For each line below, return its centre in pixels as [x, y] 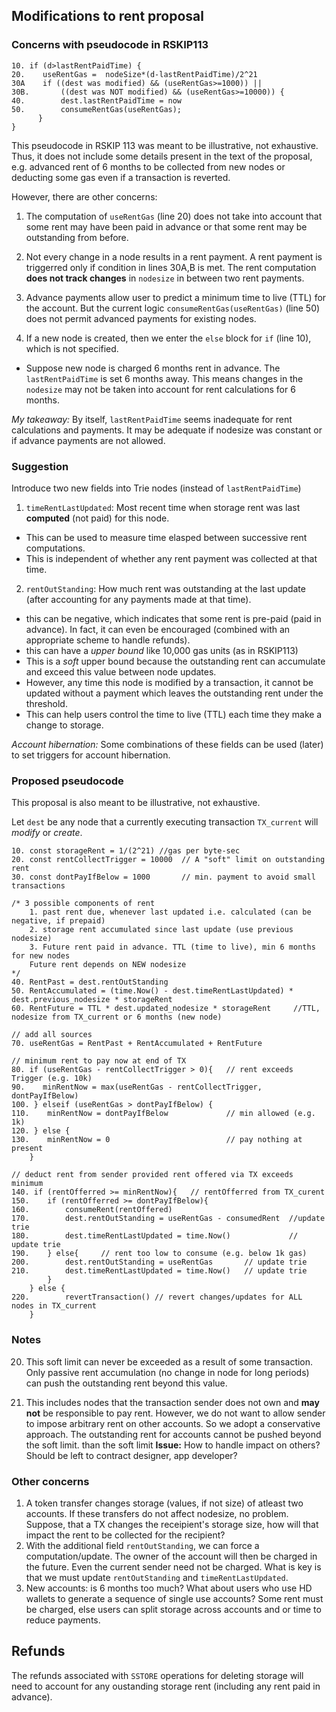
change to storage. [64, 725]
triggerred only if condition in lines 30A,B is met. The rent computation [171, 267]
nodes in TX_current [54, 1306]
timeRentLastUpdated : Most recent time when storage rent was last [163, 507]
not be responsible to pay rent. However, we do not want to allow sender [175, 1413]
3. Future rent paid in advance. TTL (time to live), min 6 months [172, 947]
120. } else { [41, 1131]
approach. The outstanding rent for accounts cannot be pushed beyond [173, 1434]
